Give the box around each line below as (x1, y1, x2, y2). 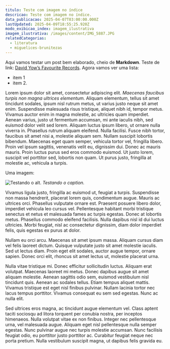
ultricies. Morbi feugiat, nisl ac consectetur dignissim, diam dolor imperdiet (5, 221, 161, 228)
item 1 (12, 74, 25, 80)
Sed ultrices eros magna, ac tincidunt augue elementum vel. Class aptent (5, 305, 158, 311)
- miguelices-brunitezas (10, 45, 62, 50)
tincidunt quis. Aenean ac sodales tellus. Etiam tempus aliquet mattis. (5, 279, 150, 285)
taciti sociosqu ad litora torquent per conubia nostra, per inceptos (5, 310, 143, 316)
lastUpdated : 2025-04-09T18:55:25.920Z (5, 21, 90, 27)
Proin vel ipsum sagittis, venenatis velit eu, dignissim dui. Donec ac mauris (5, 143, 161, 150)
